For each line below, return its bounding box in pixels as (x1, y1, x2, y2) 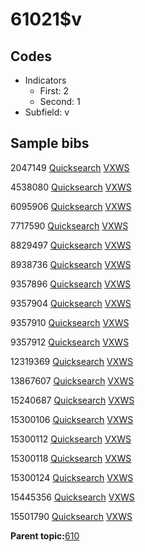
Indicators (24, 74, 67, 86)
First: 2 (39, 85, 69, 97)
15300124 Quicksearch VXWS (10, 471, 134, 483)
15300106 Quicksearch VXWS (10, 413, 134, 425)
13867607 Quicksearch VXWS (10, 374, 135, 387)
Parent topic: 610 (10, 529, 80, 542)
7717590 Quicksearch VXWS (10, 219, 129, 232)
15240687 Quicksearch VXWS (10, 394, 135, 406)
